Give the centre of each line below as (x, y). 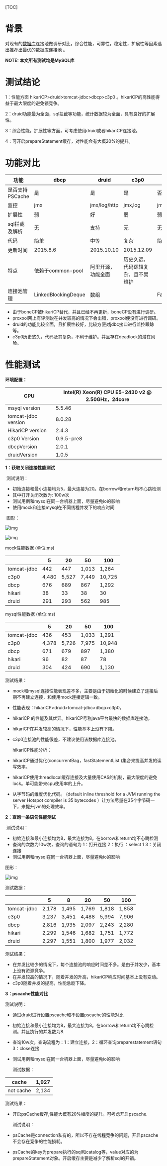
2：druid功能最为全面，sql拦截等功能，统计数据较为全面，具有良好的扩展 (80, 113)
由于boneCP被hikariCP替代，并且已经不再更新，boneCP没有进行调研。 (85, 312)
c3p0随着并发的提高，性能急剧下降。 (50, 983)
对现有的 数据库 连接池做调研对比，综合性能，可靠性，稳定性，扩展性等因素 (81, 43)
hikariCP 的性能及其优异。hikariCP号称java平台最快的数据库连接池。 (82, 718)
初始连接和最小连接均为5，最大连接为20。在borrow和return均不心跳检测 (86, 488)
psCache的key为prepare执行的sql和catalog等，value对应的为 (75, 1152)
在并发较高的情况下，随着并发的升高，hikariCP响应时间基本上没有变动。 (86, 976)
